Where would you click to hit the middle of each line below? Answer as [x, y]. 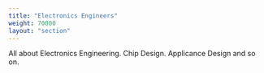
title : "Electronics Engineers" [63, 16]
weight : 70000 [32, 23]
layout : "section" [39, 30]
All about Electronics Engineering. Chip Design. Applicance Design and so [132, 54]
